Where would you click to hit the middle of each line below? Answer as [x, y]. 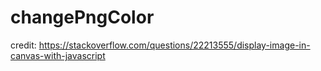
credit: [23, 45]
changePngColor [82, 17]
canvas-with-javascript [58, 55]
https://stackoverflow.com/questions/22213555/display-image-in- [174, 45]
